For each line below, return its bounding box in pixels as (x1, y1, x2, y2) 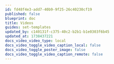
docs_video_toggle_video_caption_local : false (5, 43, 101, 48)
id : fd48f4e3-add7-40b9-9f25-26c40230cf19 (5, 7, 92, 12)
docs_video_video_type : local (5, 38, 66, 43)
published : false (5, 12, 40, 16)
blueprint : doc (5, 16, 36, 21)
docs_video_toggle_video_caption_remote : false (5, 51, 103, 57)
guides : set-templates (5, 25, 51, 30)
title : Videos (5, 20, 34, 26)
